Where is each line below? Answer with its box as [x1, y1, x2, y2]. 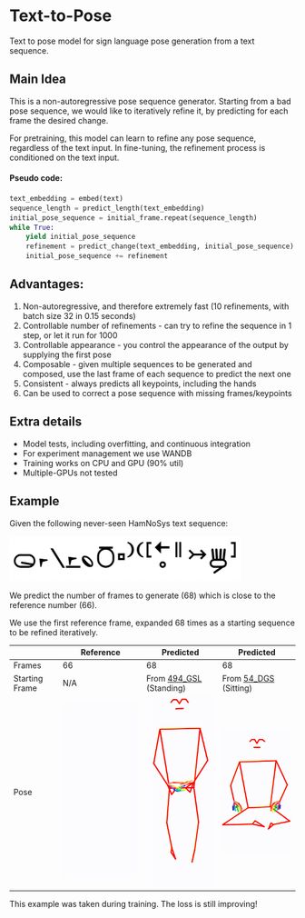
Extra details [9, 414, 83, 430]
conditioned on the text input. [9, 152, 120, 163]
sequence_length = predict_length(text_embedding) [9, 204, 205, 213]
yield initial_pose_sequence [25, 233, 136, 242]
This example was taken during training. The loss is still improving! [9, 899, 258, 910]
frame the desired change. [9, 115, 109, 125]
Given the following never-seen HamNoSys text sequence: [9, 517, 229, 528]
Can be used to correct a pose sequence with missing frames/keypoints [22, 387, 292, 398]
